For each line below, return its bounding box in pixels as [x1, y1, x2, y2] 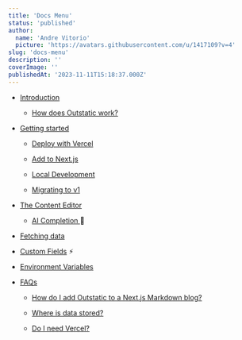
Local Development [31, 169, 95, 179]
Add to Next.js [31, 154, 79, 164]
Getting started [19, 123, 70, 133]
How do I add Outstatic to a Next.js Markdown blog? [31, 292, 202, 302]
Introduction [19, 92, 60, 102]
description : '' [8, 56, 62, 64]
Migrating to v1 [31, 184, 81, 195]
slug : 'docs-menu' [8, 48, 69, 56]
